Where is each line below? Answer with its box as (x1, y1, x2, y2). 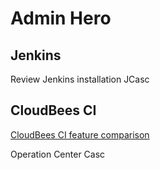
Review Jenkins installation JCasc (10, 73, 150, 85)
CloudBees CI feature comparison (10, 128, 150, 141)
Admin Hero (10, 7, 112, 30)
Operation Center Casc (10, 148, 106, 160)
